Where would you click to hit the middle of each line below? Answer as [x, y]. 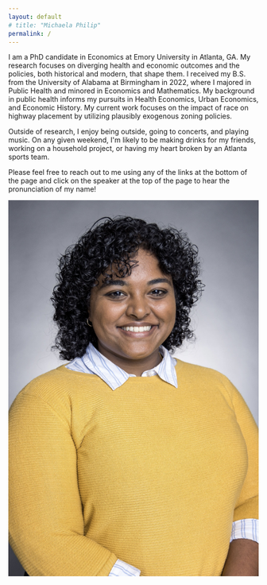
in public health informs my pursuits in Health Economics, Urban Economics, [133, 99]
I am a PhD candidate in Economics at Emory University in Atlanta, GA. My [130, 57]
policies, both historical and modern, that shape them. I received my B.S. [127, 74]
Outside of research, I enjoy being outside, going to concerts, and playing [128, 132]
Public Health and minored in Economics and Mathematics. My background [132, 91]
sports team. [29, 157]
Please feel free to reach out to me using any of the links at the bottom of [128, 172]
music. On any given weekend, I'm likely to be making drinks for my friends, [132, 140]
